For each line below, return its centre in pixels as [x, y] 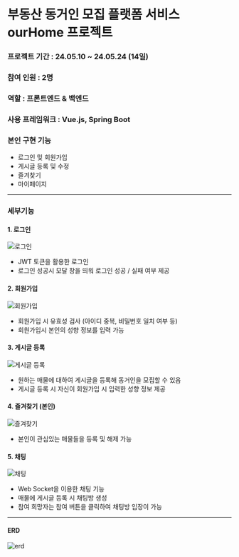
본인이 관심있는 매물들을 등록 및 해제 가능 [75, 438]
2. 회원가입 [22, 288]
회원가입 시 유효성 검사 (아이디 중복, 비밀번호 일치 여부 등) [97, 321]
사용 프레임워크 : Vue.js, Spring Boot [69, 119]
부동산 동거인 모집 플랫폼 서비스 [94, 15]
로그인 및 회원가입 [42, 157]
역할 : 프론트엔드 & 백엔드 [48, 99]
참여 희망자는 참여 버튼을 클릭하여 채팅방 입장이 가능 [90, 507]
